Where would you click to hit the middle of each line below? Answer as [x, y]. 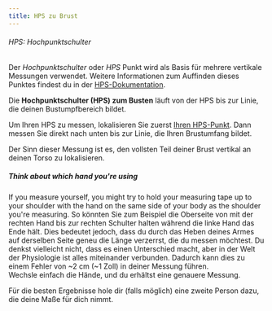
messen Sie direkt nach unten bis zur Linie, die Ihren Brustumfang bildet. [130, 133]
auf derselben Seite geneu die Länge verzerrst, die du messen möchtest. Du [136, 240]
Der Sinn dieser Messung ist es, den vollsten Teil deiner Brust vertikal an [130, 149]
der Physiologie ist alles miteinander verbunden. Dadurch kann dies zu [127, 257]
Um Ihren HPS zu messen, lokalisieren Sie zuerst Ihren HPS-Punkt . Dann [130, 125]
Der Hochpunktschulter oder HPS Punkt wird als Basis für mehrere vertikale [135, 67]
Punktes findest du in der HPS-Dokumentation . [87, 84]
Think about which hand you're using [73, 177]
